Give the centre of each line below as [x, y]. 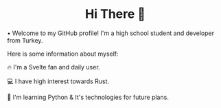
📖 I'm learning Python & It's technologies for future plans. [88, 97]
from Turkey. [25, 40]
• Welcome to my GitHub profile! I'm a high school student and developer [111, 33]
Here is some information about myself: [63, 54]
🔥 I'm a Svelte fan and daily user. [54, 67]
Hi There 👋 [115, 14]
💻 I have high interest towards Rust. [58, 81]
